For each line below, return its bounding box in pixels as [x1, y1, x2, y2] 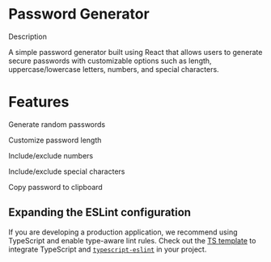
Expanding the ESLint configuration [8, 205, 192, 219]
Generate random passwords [8, 119, 106, 129]
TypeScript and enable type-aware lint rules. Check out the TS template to [8, 235, 256, 245]
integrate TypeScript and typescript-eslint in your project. [8, 244, 207, 254]
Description [8, 32, 47, 41]
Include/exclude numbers [8, 150, 94, 160]
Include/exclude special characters [8, 167, 125, 176]
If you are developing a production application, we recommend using [8, 227, 238, 237]
